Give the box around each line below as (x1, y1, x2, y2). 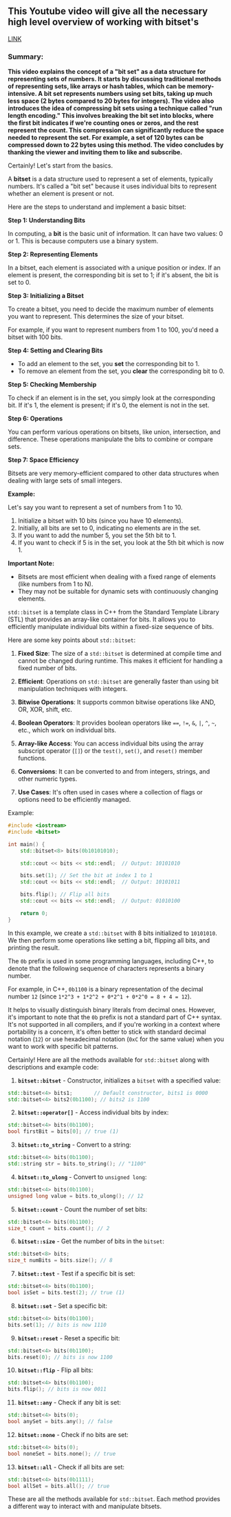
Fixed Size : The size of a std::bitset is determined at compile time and (17, 650, 222, 658)
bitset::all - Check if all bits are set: (17, 1463, 125, 1471)
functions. (17, 754, 47, 763)
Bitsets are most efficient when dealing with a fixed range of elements (17, 572, 216, 581)
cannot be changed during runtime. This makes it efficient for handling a (17, 656, 223, 665)
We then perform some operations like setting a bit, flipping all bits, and (8, 936, 210, 944)
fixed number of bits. (17, 664, 78, 672)
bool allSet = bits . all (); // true (8, 1483, 110, 1489)
